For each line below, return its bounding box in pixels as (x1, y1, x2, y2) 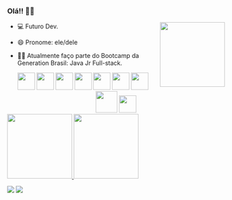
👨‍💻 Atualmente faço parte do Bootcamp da (17, 52, 139, 60)
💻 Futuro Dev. (17, 22, 59, 30)
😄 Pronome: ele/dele (17, 38, 78, 47)
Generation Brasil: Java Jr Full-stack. (17, 59, 123, 68)
